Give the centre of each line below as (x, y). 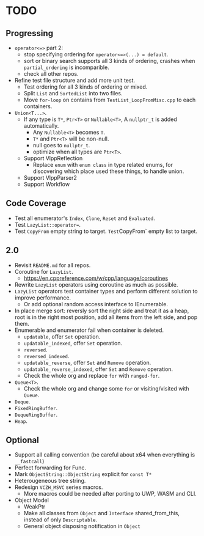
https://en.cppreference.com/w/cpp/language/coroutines (96, 278)
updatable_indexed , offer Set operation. (73, 343)
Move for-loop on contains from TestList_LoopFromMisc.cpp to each (110, 100)
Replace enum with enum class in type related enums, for (103, 165)
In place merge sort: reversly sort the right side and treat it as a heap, (102, 310)
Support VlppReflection (53, 158)
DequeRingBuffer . (36, 414)
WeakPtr (35, 507)
